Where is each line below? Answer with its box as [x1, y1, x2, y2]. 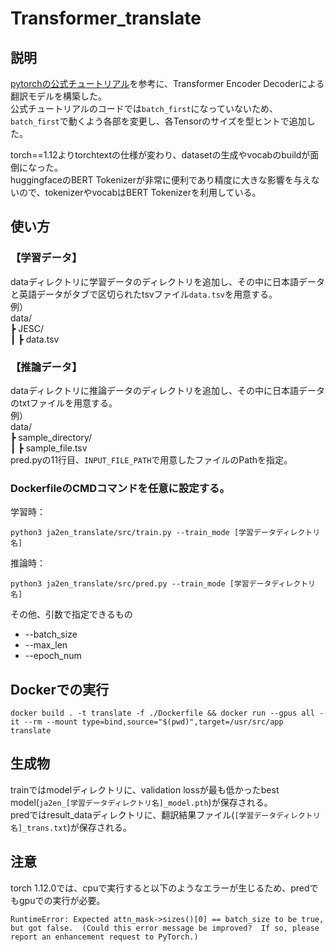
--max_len [24, 639, 68, 651]
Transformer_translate [10, 7, 202, 30]
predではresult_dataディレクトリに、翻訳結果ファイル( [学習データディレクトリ [10, 808, 321, 821]
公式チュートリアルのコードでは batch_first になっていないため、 [10, 103, 278, 114]
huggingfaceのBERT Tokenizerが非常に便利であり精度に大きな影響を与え [10, 174, 312, 186]
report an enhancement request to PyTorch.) [10, 932, 199, 942]
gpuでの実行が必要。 [18, 894, 106, 906]
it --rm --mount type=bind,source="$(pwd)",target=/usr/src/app [10, 717, 284, 727]
